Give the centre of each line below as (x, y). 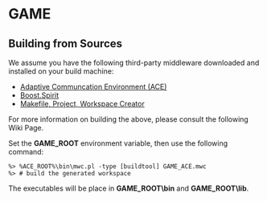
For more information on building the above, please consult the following (129, 119)
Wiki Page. (26, 128)
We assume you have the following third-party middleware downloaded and (134, 62)
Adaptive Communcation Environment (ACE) (93, 86)
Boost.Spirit (39, 95)
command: (26, 152)
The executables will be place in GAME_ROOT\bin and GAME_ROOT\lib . (129, 188)
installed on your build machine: (61, 71)
